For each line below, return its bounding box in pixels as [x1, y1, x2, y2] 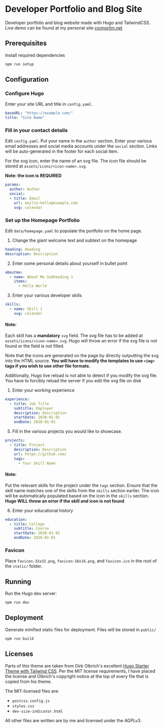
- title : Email [9, 196, 41, 201]
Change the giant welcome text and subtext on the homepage [12, 237, 137, 243]
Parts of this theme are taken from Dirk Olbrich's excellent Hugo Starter [5, 663, 149, 669]
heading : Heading [5, 247, 41, 252]
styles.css [12, 703, 35, 708]
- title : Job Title [9, 401, 49, 406]
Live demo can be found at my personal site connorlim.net [5, 25, 123, 30]
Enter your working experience [12, 387, 75, 393]
